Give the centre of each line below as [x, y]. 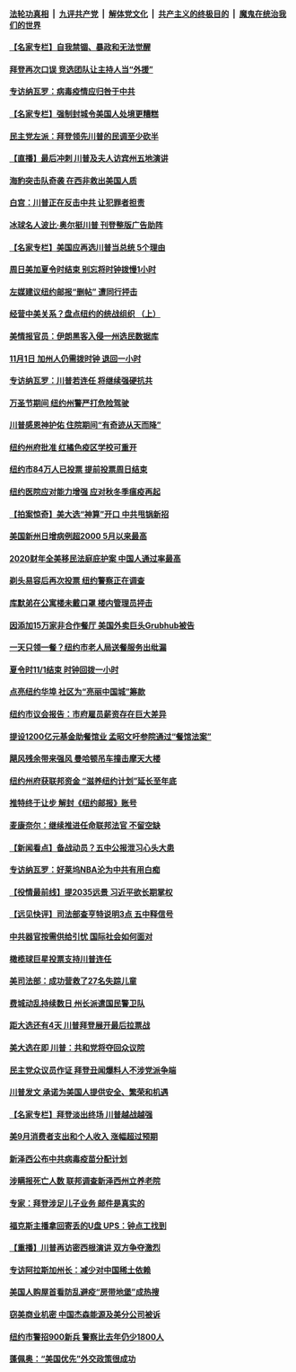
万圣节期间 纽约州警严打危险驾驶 [70, 403]
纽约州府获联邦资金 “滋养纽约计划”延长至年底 [93, 781]
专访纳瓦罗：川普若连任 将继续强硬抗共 [81, 381]
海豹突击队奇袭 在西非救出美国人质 [73, 181]
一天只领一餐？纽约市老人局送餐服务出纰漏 [88, 648]
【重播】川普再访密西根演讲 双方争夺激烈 [85, 1248]
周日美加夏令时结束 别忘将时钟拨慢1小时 [83, 270]
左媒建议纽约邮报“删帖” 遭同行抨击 [74, 291]
